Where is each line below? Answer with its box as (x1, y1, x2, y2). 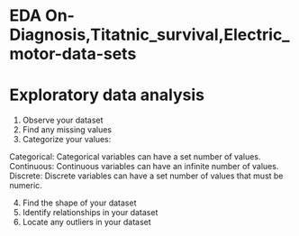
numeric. (9, 180, 42, 191)
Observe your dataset (22, 114, 104, 126)
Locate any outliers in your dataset (22, 217, 151, 228)
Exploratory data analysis (9, 85, 205, 105)
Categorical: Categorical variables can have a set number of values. (9, 151, 261, 162)
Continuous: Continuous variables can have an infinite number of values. (9, 161, 279, 172)
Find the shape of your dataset (22, 197, 137, 208)
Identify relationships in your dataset (22, 207, 159, 218)
